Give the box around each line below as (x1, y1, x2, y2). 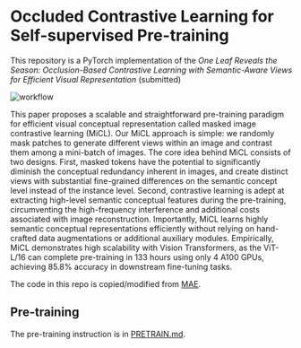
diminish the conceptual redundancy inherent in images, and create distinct (10, 166, 288, 177)
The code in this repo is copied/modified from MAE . (10, 278, 202, 289)
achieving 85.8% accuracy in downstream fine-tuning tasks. (10, 261, 233, 272)
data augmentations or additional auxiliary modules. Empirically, (38, 232, 274, 243)
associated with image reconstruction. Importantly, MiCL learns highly (10, 213, 269, 224)
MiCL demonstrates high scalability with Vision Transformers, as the (10, 242, 262, 253)
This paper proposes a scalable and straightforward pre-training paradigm (10, 109, 285, 119)
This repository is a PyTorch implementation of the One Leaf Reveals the (10, 55, 278, 65)
